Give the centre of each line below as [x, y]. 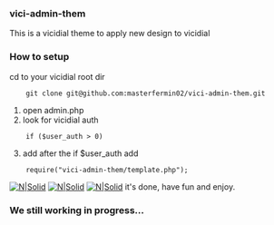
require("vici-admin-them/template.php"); [107, 170]
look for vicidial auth [60, 120]
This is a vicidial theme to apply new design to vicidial [110, 34]
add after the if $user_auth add [80, 153]
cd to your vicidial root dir [58, 76]
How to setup [39, 57]
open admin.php [53, 110]
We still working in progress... [77, 210]
